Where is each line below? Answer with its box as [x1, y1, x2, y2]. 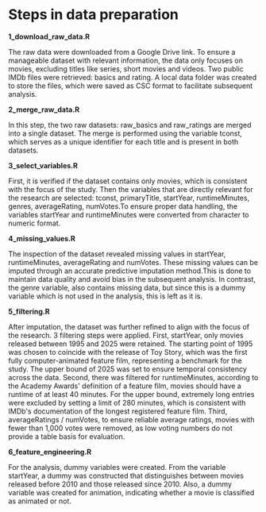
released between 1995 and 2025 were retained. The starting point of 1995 [8, 339, 253, 348]
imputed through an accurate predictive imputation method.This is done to [8, 266, 252, 275]
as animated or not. [8, 496, 71, 506]
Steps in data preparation [8, 6, 179, 24]
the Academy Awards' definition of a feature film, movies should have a [8, 381, 242, 391]
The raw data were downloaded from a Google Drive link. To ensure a [8, 47, 236, 56]
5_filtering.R [8, 306, 50, 316]
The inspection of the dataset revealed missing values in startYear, [8, 248, 226, 259]
